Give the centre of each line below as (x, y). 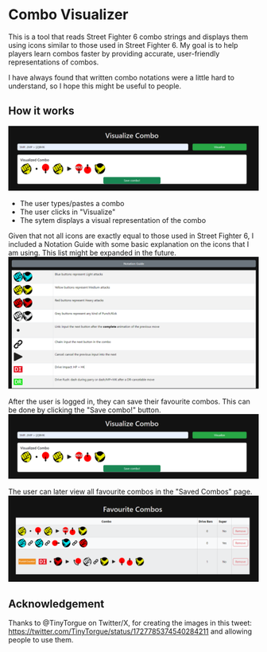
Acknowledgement (56, 604)
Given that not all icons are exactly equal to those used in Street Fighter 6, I (131, 236)
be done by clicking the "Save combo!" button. (85, 410)
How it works (41, 111)
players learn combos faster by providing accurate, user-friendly (114, 53)
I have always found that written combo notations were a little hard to (121, 77)
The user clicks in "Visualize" (68, 212)
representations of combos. (54, 62)
